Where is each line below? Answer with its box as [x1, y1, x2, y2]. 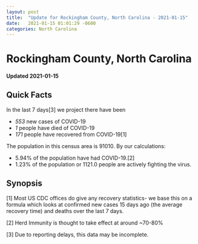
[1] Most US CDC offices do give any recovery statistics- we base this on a [6, 194, 193, 202]
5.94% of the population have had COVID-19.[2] [15, 154, 135, 161]
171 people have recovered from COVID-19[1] [15, 130, 127, 138]
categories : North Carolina [6, 25, 78, 32]
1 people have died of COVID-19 [15, 124, 95, 131]
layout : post [6, 8, 39, 15]
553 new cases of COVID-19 [15, 118, 86, 125]
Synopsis [6, 178, 42, 189]
